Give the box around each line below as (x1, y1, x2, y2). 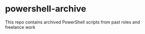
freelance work (5, 24, 36, 30)
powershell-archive (5, 3, 86, 14)
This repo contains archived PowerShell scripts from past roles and (5, 19, 140, 25)
